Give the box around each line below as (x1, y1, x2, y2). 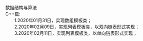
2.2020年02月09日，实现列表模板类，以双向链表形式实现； (14, 24, 140, 30)
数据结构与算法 (5, 5, 37, 10)
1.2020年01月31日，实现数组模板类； (14, 17, 92, 23)
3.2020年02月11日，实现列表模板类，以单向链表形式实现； (14, 30, 137, 36)
